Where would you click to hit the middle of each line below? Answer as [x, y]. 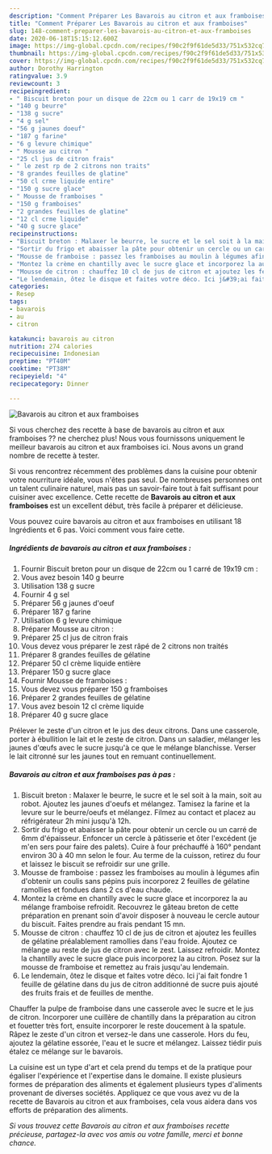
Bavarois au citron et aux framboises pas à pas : [92, 775]
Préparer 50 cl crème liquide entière [81, 663]
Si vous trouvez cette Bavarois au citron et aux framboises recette [119, 1126]
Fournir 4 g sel [45, 594]
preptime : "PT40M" [40, 361]
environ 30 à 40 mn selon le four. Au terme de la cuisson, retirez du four [140, 855]
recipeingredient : [40, 91]
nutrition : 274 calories [51, 346]
